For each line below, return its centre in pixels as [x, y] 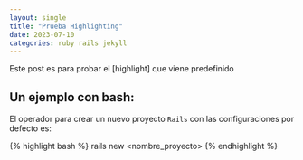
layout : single [38, 18]
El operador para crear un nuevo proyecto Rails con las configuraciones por [152, 119]
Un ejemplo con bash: [72, 97]
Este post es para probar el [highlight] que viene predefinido [122, 69]
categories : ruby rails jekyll [68, 43]
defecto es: [31, 128]
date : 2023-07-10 [42, 34]
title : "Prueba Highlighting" [66, 26]
